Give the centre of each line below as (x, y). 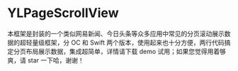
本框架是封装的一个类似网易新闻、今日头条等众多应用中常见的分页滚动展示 (116, 33)
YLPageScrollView (63, 13)
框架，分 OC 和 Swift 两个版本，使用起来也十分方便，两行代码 (134, 42)
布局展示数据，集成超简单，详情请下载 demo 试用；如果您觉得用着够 (126, 51)
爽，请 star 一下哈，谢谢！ (46, 60)
